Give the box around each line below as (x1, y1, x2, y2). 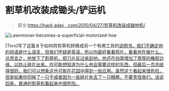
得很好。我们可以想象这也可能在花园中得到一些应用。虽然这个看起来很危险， (5, 67, 164, 73)
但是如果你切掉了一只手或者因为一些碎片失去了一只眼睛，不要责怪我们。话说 (5, 74, 164, 80)
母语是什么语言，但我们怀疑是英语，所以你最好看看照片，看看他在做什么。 (9, 49, 164, 55)
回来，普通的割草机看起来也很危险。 (5, 80, 80, 86)
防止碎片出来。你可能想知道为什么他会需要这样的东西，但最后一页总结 (18, 61, 164, 67)
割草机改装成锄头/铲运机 (5, 5, 106, 16)
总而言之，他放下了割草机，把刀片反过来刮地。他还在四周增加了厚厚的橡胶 (5, 55, 159, 61)
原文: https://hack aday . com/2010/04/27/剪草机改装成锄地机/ (17, 22, 146, 28)
